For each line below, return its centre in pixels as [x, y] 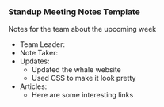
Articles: [33, 86]
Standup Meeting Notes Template [74, 12]
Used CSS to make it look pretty [84, 78]
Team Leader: [42, 44]
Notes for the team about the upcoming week [82, 29]
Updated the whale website [76, 70]
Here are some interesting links [82, 95]
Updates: [34, 61]
